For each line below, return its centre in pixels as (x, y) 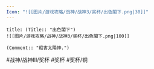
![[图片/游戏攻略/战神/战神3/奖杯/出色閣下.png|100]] (68, 36)
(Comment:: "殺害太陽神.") (38, 48)
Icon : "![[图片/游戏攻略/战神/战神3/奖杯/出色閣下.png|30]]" (78, 12)
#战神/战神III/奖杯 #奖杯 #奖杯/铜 (47, 60)
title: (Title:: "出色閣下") (41, 30)
